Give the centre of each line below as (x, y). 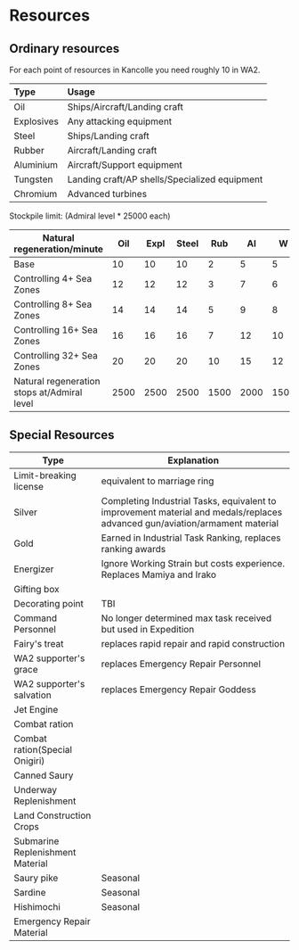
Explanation (194, 460)
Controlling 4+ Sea (53, 279)
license (29, 486)
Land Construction (53, 815)
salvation (32, 695)
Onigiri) (29, 761)
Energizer (34, 569)
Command (36, 618)
